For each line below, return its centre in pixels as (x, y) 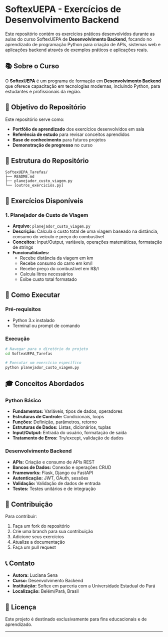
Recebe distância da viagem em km (56, 258)
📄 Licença (21, 607)
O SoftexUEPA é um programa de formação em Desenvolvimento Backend (83, 81)
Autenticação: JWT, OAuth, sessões (50, 478)
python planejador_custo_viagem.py (42, 367)
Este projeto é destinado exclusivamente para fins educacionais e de (76, 619)
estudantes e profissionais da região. (43, 91)
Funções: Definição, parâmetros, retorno (55, 422)
